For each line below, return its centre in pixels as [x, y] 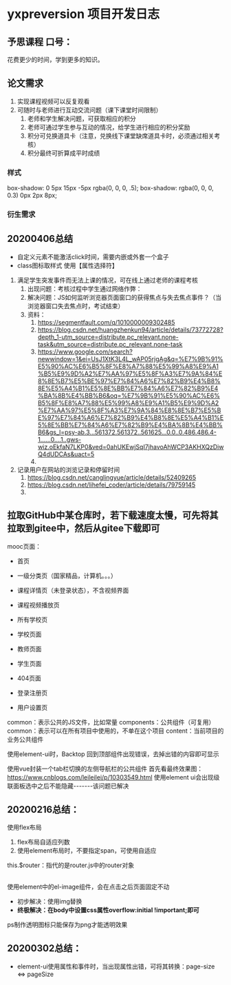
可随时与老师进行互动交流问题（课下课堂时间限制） [89, 110]
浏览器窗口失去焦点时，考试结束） [76, 306]
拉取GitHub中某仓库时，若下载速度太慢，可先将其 [113, 515]
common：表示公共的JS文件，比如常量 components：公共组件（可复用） [111, 722]
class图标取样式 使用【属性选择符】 [67, 265]
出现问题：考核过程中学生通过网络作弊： [85, 288]
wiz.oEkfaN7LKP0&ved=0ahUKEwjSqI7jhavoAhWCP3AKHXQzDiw [131, 447]
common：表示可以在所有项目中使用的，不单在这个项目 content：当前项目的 [115, 731]
